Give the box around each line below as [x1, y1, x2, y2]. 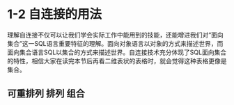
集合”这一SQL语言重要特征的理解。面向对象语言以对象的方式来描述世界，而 [7, 39, 224, 47]
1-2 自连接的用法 [7, 6, 102, 22]
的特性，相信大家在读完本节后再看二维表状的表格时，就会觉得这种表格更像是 [7, 56, 227, 65]
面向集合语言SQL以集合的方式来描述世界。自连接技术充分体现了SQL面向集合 [7, 48, 227, 56]
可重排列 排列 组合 [7, 88, 85, 99]
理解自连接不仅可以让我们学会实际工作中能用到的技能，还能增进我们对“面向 [7, 31, 224, 39]
